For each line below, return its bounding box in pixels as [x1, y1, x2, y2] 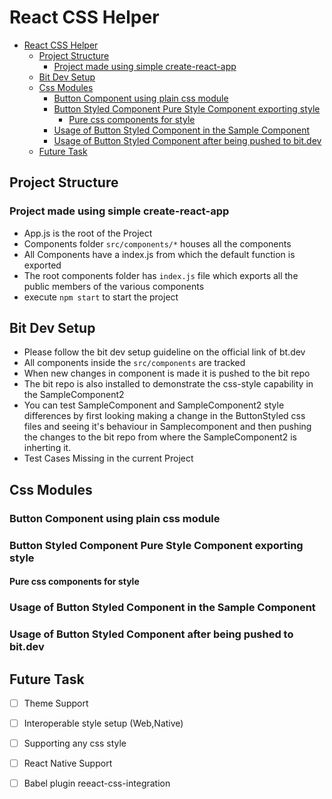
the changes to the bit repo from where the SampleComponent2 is [23, 431, 297, 443]
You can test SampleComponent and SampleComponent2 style [23, 399, 285, 411]
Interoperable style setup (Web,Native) [23, 717, 184, 729]
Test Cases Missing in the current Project [23, 452, 194, 465]
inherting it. [23, 442, 72, 454]
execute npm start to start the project [23, 291, 179, 303]
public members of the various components [23, 280, 205, 292]
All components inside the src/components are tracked [23, 357, 246, 369]
